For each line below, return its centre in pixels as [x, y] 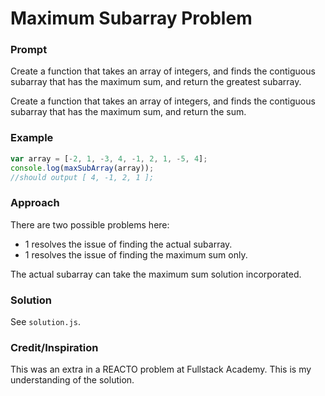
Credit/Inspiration [54, 347]
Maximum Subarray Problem [131, 18]
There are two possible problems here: [90, 224]
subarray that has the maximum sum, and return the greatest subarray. [156, 82]
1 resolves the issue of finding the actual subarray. [128, 244]
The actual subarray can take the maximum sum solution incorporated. [156, 274]
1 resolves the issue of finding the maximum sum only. [136, 254]
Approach [35, 203]
